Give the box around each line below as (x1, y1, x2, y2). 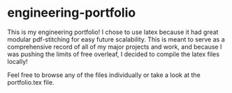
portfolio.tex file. (7, 78, 55, 86)
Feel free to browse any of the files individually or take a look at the (7, 71, 201, 79)
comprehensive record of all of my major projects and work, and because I (7, 42, 222, 51)
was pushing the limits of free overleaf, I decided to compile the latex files (7, 50, 220, 58)
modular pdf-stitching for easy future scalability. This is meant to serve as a (7, 35, 225, 43)
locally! (7, 57, 28, 65)
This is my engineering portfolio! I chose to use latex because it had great (7, 28, 219, 36)
